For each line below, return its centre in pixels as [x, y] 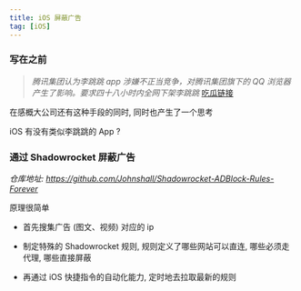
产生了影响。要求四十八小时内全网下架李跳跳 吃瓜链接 [132, 93]
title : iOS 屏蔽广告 [45, 18]
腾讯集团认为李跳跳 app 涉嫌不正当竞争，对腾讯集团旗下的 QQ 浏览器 [161, 81]
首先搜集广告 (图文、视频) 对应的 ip [88, 227]
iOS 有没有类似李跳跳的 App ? [65, 131]
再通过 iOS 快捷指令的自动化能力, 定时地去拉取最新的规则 [129, 277]
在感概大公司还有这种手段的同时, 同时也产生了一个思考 [111, 112]
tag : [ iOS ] [30, 26]
